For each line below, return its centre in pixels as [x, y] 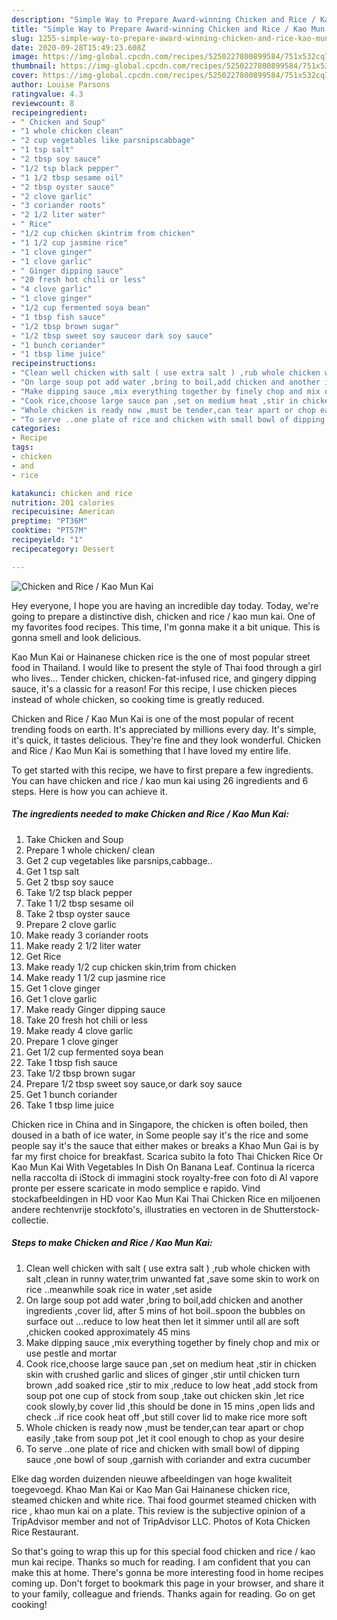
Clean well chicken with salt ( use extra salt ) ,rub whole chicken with [168, 1268]
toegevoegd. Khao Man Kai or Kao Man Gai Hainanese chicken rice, [151, 1489]
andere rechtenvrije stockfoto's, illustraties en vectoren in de [136, 1209]
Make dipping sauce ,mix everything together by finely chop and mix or [173, 1342]
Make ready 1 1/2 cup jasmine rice [95, 977]
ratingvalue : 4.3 [47, 94]
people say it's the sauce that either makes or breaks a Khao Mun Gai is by [165, 1145]
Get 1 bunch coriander [71, 1094]
